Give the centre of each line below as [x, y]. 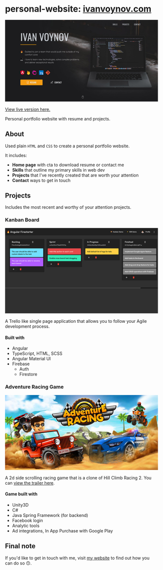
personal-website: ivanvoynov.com [78, 9]
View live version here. [28, 109]
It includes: [16, 155]
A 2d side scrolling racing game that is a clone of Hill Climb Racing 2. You [78, 478]
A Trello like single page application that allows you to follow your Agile [76, 321]
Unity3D [20, 505]
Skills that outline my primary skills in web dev [58, 170]
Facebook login [27, 520]
